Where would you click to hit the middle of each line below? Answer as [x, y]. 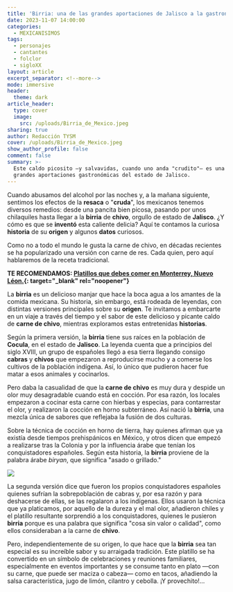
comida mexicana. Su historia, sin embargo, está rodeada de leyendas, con [114, 301]
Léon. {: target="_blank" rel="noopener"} [68, 280]
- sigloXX [27, 65]
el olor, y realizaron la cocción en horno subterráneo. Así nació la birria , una [115, 409]
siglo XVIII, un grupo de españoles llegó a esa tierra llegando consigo [106, 352]
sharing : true [28, 130]
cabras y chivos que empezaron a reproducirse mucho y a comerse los [110, 359]
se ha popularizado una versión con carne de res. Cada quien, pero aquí [110, 252]
